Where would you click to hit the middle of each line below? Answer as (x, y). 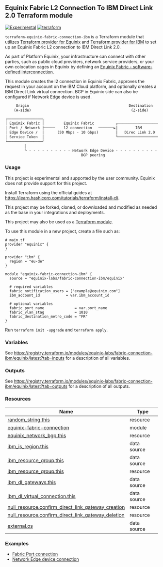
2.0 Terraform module (39, 16)
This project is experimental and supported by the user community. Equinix (80, 178)
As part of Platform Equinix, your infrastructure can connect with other (75, 56)
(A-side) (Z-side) (81, 110)
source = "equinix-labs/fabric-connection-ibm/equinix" (67, 278)
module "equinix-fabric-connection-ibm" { (49, 274)
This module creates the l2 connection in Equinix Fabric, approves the (75, 81)
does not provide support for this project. (46, 183)
